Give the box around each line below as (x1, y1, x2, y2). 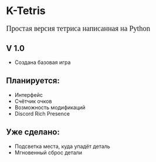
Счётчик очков (14, 97, 52, 104)
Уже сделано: (6, 127, 60, 137)
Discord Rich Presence (14, 110, 70, 117)
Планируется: (6, 76, 60, 86)
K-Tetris (6, 4, 46, 18)
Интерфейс (14, 91, 43, 98)
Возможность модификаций (14, 104, 86, 111)
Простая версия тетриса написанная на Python (6, 24, 151, 33)
